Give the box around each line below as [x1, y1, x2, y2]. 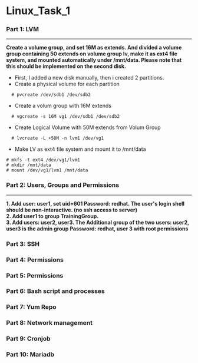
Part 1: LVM [6, 25, 39, 34]
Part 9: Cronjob [6, 335, 51, 343]
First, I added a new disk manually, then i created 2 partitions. [14, 74, 164, 81]
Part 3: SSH [6, 240, 40, 248]
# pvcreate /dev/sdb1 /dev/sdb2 [11, 92, 91, 98]
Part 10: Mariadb [6, 351, 55, 359]
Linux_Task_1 [6, 4, 71, 18]
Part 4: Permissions [6, 255, 64, 263]
